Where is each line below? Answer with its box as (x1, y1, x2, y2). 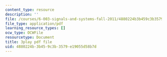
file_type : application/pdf (5, 21, 64, 26)
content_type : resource (5, 7, 55, 12)
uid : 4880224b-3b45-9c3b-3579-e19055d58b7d (5, 44, 97, 49)
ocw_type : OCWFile (5, 30, 43, 35)
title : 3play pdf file (5, 40, 52, 45)
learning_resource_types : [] (5, 26, 66, 31)
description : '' (5, 12, 39, 17)
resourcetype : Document (5, 35, 55, 40)
